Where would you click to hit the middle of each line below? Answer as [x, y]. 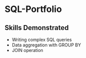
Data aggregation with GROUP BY [46, 45]
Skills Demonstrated [37, 28]
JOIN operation [27, 50]
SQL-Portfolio [33, 9]
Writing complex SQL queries [42, 39]
